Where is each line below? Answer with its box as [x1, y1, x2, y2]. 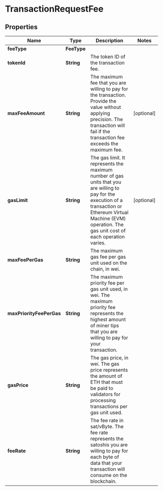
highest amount [90, 316, 126, 323]
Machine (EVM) [90, 215, 126, 222]
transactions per [90, 403, 128, 410]
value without [90, 104, 121, 110]
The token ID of [90, 54, 126, 60]
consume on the [90, 472, 128, 478]
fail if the [90, 128, 111, 135]
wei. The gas [90, 361, 120, 367]
